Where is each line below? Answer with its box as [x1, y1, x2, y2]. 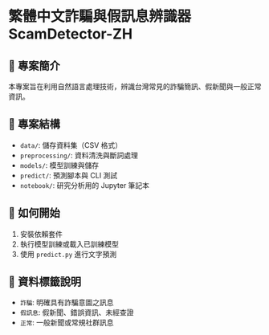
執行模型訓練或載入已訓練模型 [19, 239, 119, 249]
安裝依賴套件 [19, 229, 63, 239]
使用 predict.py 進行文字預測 [19, 249, 117, 259]
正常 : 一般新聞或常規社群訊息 [19, 318, 114, 328]
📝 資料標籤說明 [8, 275, 82, 289]
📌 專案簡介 [8, 59, 60, 72]
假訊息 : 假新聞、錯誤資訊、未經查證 [19, 308, 134, 317]
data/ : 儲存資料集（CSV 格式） [19, 140, 123, 149]
